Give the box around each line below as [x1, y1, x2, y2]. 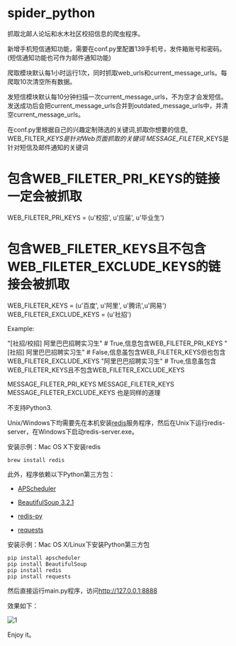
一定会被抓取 [7, 188, 83, 205]
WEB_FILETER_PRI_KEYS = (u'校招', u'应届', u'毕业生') [7, 213, 164, 222]
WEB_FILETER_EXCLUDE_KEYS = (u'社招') [7, 310, 132, 318]
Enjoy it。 [7, 630, 35, 639]
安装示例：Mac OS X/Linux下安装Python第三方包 [7, 540, 150, 549]
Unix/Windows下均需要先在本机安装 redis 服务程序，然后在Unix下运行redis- [7, 418, 225, 427]
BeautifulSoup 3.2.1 [17, 497, 74, 506]
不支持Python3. [7, 403, 52, 411]
